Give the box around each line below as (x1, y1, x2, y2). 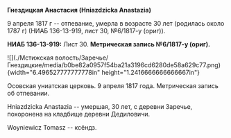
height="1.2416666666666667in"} (101, 69, 200, 76)
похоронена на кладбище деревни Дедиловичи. (7, 110, 151, 118)
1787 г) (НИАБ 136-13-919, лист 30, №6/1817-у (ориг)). (7, 27, 166, 35)
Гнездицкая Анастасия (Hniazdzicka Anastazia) (7, 6, 151, 14)
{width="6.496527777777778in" (7, 69, 101, 76)
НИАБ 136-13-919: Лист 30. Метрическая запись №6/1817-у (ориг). (7, 40, 210, 48)
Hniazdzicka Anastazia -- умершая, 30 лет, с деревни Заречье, (7, 103, 193, 110)
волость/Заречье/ (55, 53, 109, 62)
